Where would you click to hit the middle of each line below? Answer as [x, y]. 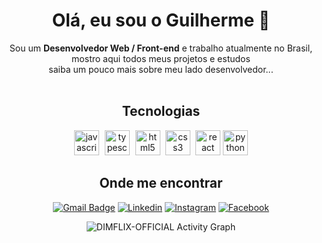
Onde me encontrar [161, 183]
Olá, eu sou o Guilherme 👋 [161, 20]
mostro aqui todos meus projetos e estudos [161, 58]
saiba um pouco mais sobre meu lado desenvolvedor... [161, 69]
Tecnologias [161, 111]
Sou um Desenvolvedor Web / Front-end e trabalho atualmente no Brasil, [161, 48]
